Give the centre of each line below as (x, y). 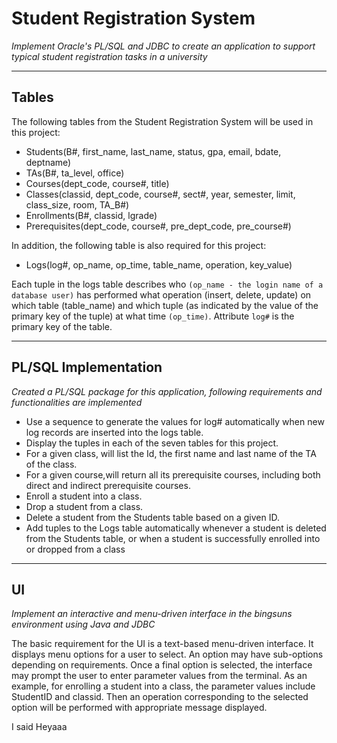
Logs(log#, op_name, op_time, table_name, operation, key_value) (159, 264)
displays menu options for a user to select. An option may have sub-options (167, 654)
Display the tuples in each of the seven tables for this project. (152, 443)
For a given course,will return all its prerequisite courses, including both (173, 474)
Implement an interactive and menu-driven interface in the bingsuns (152, 614)
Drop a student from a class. (84, 506)
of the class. (51, 464)
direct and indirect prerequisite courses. (108, 485)
